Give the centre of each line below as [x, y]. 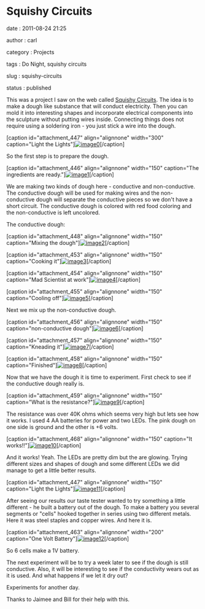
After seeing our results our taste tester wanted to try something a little [96, 500]
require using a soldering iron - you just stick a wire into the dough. [91, 126]
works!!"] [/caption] [44, 445]
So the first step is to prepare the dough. [58, 156]
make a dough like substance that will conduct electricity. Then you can [97, 106]
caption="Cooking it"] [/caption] [59, 261]
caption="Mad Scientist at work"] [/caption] [74, 279]
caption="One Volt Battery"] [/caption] [68, 538]
